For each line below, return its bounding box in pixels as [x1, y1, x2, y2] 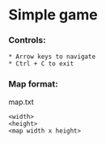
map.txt [8, 97, 34, 107]
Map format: [8, 78, 58, 90]
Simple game [8, 6, 99, 24]
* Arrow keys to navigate [8, 53, 95, 61]
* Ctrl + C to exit [8, 60, 74, 68]
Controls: [8, 35, 46, 46]
